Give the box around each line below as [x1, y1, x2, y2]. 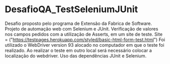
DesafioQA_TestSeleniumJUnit [5, 4, 138, 15]
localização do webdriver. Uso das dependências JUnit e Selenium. [5, 52, 147, 59]
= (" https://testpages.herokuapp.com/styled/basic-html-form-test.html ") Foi [5, 37, 165, 43]
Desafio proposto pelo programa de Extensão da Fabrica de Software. [5, 20, 152, 26]
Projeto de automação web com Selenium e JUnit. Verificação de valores [5, 25, 159, 31]
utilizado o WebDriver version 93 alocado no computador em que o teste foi [5, 42, 164, 48]
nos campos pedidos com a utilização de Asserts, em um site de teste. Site [5, 31, 163, 37]
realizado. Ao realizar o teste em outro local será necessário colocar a [5, 47, 152, 53]
